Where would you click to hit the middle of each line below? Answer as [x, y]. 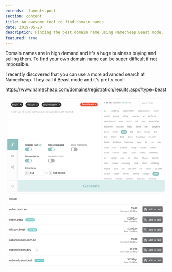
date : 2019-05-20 [24, 27]
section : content [24, 16]
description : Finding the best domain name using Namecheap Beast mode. [84, 33]
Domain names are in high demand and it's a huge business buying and [81, 53]
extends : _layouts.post [31, 11]
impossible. [17, 64]
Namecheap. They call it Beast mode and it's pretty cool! [65, 79]
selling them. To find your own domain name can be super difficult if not [81, 59]
